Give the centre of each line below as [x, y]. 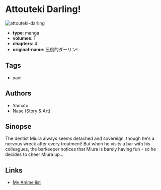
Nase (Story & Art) [31, 111]
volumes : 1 [24, 38]
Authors [18, 93]
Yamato [20, 105]
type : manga [26, 33]
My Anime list [27, 182]
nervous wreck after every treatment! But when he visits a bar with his [78, 144]
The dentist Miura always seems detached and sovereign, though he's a [80, 138]
